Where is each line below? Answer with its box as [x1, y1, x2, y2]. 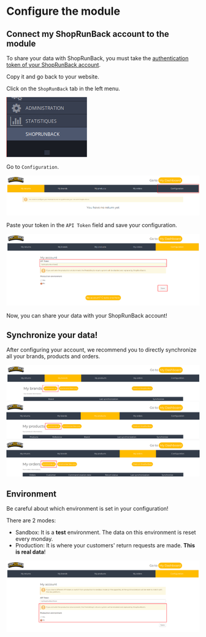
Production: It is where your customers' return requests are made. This [15, 542, 195, 549]
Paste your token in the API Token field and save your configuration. [6, 221, 178, 228]
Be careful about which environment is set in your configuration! [6, 505, 169, 512]
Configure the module [6, 4, 121, 18]
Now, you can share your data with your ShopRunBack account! [6, 312, 167, 320]
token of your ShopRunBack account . [6, 61, 101, 68]
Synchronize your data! [6, 330, 98, 340]
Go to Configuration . [6, 163, 59, 170]
